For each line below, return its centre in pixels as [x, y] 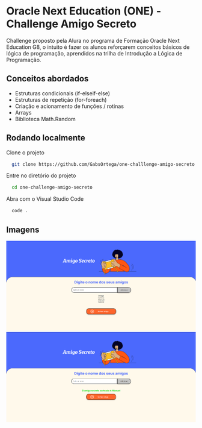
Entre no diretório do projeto [41, 175]
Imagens [23, 229]
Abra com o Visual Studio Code [45, 199]
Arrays [23, 112]
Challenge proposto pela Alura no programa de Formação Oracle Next [93, 40]
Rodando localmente [46, 138]
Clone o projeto [26, 153]
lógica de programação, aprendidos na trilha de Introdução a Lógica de [94, 53]
